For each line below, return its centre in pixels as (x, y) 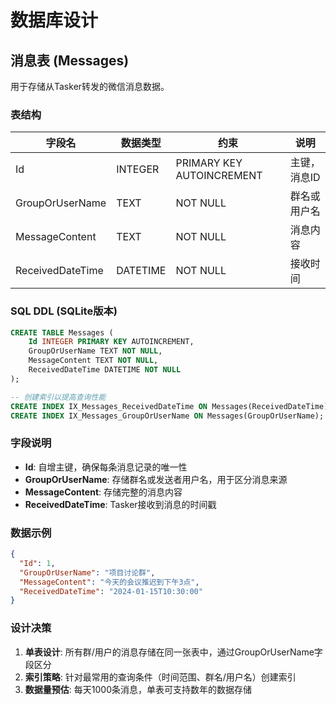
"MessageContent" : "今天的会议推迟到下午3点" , (109, 582)
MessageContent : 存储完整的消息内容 (103, 492)
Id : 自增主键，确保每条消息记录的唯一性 (106, 467)
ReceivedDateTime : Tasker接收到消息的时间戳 (120, 504)
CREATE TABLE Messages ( (62, 332)
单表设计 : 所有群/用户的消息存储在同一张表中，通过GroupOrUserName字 (173, 652)
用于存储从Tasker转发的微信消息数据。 (90, 86)
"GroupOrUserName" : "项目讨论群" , (87, 572)
